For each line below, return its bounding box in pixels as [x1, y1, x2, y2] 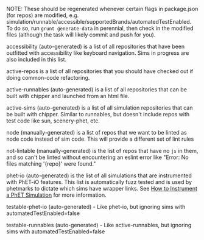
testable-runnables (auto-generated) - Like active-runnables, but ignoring [6, 222, 192, 228]
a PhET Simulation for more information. [6, 191, 107, 199]
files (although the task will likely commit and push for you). [6, 31, 156, 38]
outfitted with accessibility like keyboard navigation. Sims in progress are [6, 49, 189, 57]
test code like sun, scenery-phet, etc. [6, 117, 100, 124]
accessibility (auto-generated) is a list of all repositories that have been [6, 43, 185, 50]
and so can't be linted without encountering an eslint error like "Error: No [6, 154, 189, 161]
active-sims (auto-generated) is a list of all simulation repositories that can [6, 104, 193, 111]
